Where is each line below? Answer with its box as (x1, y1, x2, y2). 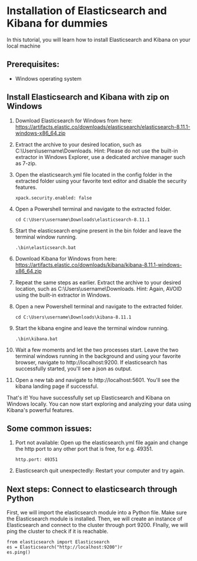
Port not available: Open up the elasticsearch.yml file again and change (15, 439, 188, 446)
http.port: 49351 (15, 457, 58, 463)
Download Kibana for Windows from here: (15, 255, 117, 262)
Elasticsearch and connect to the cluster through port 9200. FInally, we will (6, 522, 188, 529)
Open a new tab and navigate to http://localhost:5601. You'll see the (15, 376, 180, 383)
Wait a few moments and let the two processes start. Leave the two (15, 346, 179, 353)
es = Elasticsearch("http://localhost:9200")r (6, 545, 123, 550)
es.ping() (6, 549, 31, 556)
